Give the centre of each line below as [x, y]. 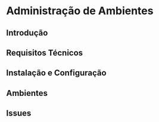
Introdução [27, 33]
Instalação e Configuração [56, 73]
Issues [19, 113]
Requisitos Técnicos [45, 52]
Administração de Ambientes [80, 11]
